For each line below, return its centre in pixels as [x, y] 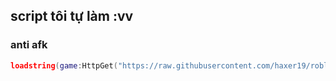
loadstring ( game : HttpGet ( [64, 65]
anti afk [29, 45]
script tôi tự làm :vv [72, 16]
